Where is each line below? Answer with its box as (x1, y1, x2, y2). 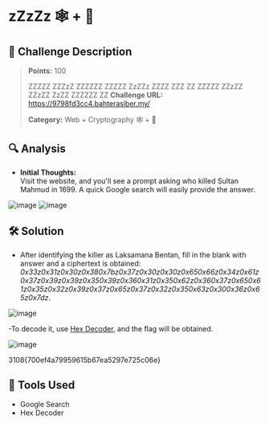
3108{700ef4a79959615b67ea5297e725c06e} (8, 355, 161, 364)
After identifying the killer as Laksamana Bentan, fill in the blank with (19, 249, 247, 259)
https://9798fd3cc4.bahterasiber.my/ (27, 99, 151, 108)
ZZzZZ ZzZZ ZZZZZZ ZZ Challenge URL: (27, 90, 163, 100)
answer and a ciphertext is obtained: (19, 258, 141, 268)
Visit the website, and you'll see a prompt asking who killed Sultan (19, 175, 239, 186)
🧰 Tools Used (8, 378, 75, 392)
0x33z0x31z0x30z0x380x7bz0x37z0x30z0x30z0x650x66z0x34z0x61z (19, 267, 259, 277)
